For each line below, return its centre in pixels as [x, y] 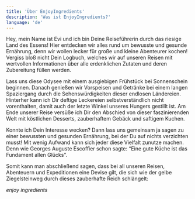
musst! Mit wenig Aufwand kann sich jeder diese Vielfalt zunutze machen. [95, 143]
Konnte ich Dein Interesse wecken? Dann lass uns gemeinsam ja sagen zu [95, 130]
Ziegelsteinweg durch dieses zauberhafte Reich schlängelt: [77, 179]
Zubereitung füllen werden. [39, 70]
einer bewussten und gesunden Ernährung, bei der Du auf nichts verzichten [97, 136]
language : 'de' [25, 22]
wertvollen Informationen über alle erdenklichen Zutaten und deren [87, 64]
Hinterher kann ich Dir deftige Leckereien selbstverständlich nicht [85, 100]
